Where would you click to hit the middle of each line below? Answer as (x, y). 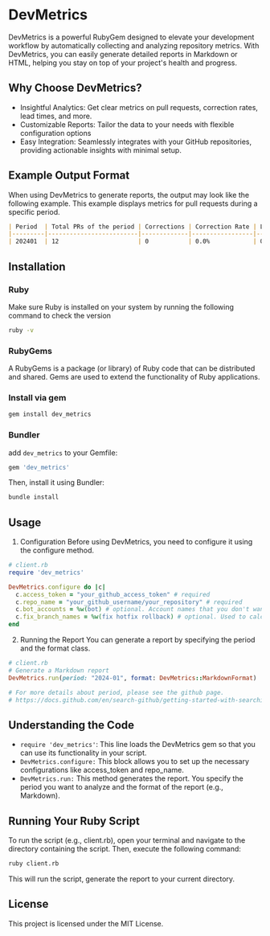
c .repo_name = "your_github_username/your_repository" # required (129, 602)
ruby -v (21, 330)
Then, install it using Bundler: (56, 482)
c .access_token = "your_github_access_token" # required (113, 594)
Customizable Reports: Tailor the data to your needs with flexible (127, 124)
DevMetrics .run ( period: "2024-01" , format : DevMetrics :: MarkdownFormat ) (133, 678)
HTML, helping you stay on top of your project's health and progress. (123, 63)
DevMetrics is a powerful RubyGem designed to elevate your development (131, 37)
